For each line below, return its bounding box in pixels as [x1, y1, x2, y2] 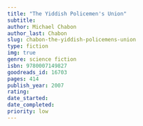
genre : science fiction [7, 56, 77, 63]
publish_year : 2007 [7, 82, 64, 89]
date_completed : [7, 101, 55, 108]
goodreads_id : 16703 [7, 69, 68, 76]
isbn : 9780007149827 [7, 62, 68, 69]
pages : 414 [7, 75, 39, 83]
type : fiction [7, 43, 49, 50]
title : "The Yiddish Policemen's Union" [7, 10, 128, 17]
